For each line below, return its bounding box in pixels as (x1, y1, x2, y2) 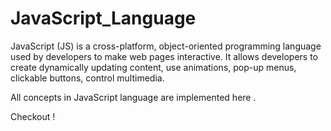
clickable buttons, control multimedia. (10, 72, 165, 84)
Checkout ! (10, 110, 56, 122)
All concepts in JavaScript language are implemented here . (10, 91, 257, 103)
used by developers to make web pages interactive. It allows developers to (10, 50, 318, 62)
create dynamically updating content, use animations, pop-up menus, (10, 61, 297, 73)
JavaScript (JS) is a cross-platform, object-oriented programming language (10, 40, 322, 52)
